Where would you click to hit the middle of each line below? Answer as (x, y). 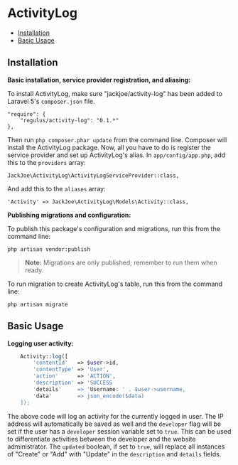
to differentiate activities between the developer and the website (102, 439)
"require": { (27, 114)
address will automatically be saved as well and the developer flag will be (114, 424)
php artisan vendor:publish (49, 249)
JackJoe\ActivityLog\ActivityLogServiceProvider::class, (93, 176)
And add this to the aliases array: (56, 188)
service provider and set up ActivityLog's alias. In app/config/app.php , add (117, 155)
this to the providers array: (47, 162)
